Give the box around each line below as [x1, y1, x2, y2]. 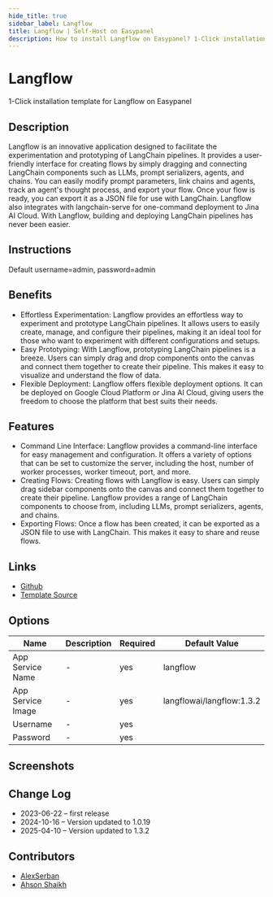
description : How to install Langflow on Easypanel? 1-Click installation [8, 34, 267, 43]
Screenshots [8, 760, 75, 773]
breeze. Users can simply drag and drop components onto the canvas [19, 353, 254, 363]
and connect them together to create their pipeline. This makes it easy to [19, 361, 264, 371]
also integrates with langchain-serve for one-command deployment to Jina [8, 202, 260, 211]
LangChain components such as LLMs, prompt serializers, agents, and [8, 168, 245, 177]
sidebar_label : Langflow [8, 20, 93, 28]
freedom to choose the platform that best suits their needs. [19, 396, 218, 406]
